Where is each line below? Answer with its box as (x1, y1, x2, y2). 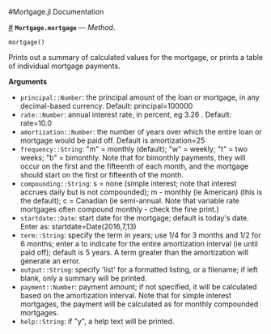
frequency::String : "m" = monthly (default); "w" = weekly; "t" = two (19, 144, 248, 153)
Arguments (8, 77, 48, 86)
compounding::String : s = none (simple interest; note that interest (19, 178, 237, 188)
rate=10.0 (19, 118, 53, 128)
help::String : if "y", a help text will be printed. (19, 316, 175, 326)
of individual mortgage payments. (8, 61, 121, 71)
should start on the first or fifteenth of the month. (19, 170, 184, 179)
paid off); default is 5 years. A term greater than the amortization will (19, 247, 249, 257)
